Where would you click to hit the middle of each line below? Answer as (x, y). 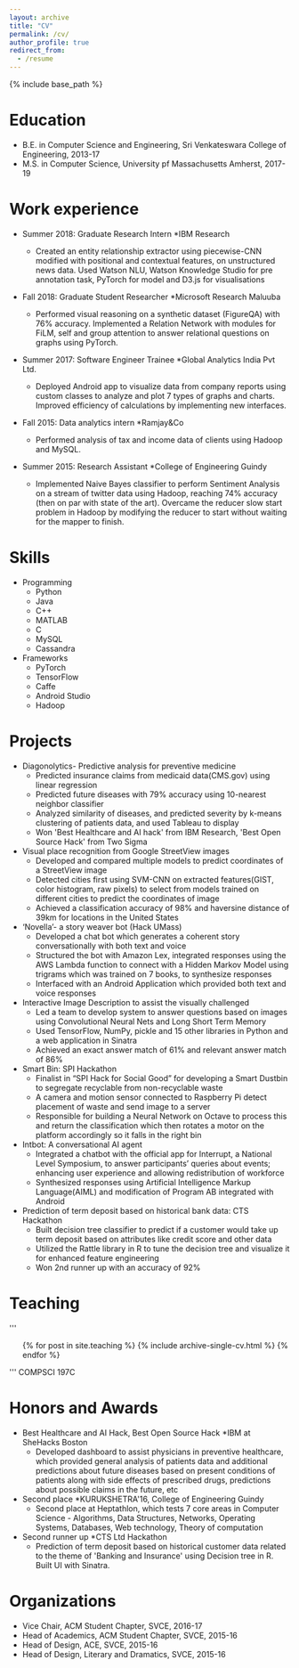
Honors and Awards (84, 1408)
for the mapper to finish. (80, 521)
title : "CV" (31, 26)
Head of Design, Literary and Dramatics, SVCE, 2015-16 (124, 1654)
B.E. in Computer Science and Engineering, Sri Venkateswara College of (154, 144)
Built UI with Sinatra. (73, 1565)
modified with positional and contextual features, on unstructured (155, 260)
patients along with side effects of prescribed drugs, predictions (153, 1480)
